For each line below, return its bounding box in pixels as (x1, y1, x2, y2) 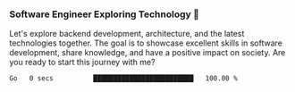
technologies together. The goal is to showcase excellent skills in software (9, 38, 283, 48)
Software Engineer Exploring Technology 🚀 (9, 8, 199, 21)
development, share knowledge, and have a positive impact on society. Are (9, 47, 286, 58)
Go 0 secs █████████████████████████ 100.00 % (9, 74, 239, 83)
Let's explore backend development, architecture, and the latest (9, 29, 245, 39)
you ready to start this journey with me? (9, 57, 156, 68)
